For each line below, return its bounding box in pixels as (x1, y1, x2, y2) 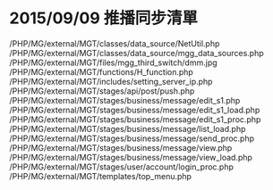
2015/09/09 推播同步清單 (9, 8, 199, 29)
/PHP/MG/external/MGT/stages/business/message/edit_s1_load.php (9, 104, 260, 115)
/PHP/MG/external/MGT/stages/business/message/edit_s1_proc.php (9, 113, 261, 125)
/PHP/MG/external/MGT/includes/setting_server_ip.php (9, 76, 213, 87)
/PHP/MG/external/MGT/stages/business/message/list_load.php (9, 123, 246, 134)
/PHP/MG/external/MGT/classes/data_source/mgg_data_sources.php (9, 47, 264, 58)
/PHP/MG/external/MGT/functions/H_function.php (9, 66, 194, 77)
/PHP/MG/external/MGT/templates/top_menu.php (9, 170, 192, 181)
